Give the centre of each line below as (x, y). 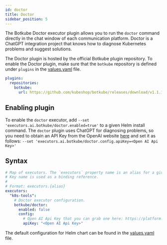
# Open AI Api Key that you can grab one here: (73, 219)
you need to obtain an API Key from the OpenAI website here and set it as (80, 135)
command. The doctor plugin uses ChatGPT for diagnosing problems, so (80, 130)
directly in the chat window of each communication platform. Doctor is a (79, 38)
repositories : (24, 83)
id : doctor (16, 10)
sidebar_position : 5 (27, 19)
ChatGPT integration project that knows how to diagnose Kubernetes (76, 44)
